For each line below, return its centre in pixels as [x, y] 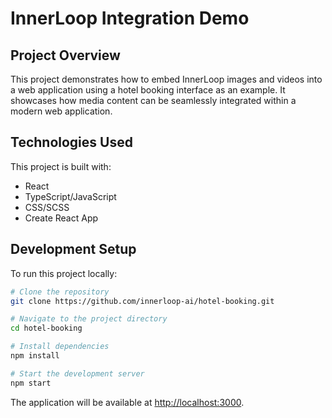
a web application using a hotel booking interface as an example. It [148, 90]
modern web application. [61, 111]
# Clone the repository [60, 292]
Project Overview [65, 55]
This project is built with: [61, 166]
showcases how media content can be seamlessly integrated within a [153, 100]
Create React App [61, 218]
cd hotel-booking [46, 328]
